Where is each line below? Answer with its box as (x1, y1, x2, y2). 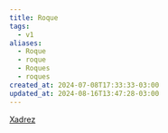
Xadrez (9, 114, 36, 125)
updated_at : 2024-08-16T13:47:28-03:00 (9, 89, 160, 98)
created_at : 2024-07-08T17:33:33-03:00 (9, 81, 160, 90)
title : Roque (9, 13, 59, 23)
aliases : (9, 38, 42, 48)
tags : (9, 22, 30, 31)
